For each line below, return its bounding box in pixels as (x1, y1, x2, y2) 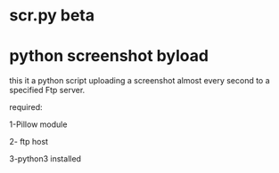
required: (9, 102, 43, 113)
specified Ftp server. (9, 85, 86, 96)
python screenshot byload (9, 46, 209, 67)
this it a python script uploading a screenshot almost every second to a (9, 75, 270, 86)
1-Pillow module (9, 119, 68, 130)
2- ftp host (9, 137, 49, 147)
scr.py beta (9, 5, 95, 26)
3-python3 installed (9, 153, 82, 164)
